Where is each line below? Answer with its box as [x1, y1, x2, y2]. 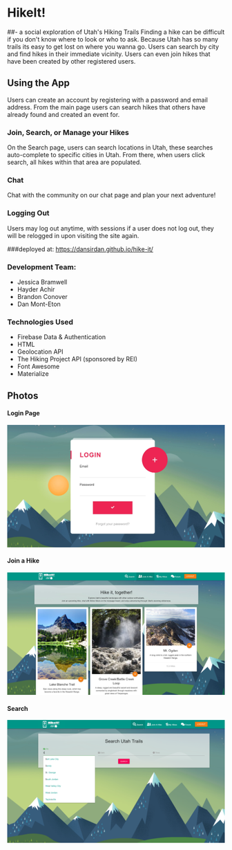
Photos [7, 390, 39, 401]
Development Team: [7, 262, 77, 271]
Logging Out [7, 208, 50, 218]
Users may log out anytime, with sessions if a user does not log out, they [7, 224, 214, 233]
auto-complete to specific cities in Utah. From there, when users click [7, 151, 205, 159]
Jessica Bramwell [17, 278, 68, 286]
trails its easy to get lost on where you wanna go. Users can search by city [7, 42, 220, 51]
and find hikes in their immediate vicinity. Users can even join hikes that [7, 50, 211, 58]
